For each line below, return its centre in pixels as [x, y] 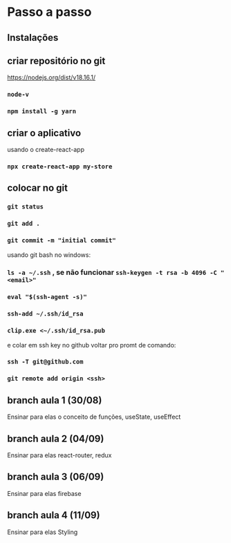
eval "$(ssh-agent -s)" [47, 297]
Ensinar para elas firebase [44, 493]
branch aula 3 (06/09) [56, 477]
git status [25, 207]
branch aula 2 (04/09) [56, 438]
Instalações [33, 38]
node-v [18, 95]
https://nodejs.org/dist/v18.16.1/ [51, 77]
